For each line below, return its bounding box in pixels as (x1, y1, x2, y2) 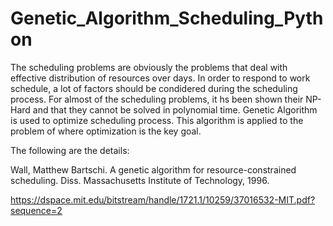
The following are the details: (10, 144, 130, 156)
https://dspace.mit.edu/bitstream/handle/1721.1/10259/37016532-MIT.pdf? (10, 193, 316, 206)
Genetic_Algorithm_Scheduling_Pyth (10, 7, 324, 30)
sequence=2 (10, 204, 63, 216)
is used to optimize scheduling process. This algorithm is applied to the (10, 114, 304, 126)
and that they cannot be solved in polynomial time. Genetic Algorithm (32, 103, 318, 116)
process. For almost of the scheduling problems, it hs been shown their (10, 93, 304, 105)
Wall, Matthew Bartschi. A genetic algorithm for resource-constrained (10, 163, 297, 176)
